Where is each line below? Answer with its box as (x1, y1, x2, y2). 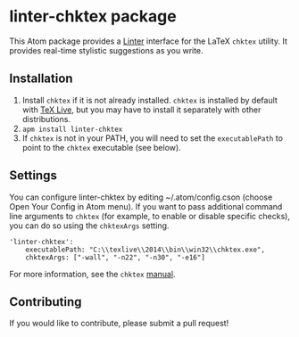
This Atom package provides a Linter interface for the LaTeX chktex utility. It (9, 36, 288, 46)
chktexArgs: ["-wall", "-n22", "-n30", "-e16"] (25, 252, 205, 262)
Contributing (9, 294, 82, 309)
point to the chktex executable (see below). (21, 142, 181, 152)
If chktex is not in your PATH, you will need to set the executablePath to (21, 132, 284, 144)
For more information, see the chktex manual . (9, 268, 176, 279)
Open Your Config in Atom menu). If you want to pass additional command (9, 201, 283, 211)
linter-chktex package (9, 6, 177, 27)
